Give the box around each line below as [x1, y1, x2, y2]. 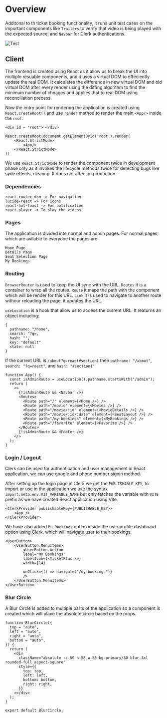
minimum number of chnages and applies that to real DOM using [5, 89, 138, 96]
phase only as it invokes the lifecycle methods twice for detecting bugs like [5, 165, 160, 171]
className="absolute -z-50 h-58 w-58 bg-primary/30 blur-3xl [18, 655, 149, 660]
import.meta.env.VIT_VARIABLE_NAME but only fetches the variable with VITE [5, 491, 159, 497]
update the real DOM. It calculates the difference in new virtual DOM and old [5, 79, 162, 85]
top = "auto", [9, 625, 39, 630]
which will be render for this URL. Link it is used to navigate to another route [5, 292, 162, 298]
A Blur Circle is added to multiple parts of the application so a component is [5, 605, 161, 611]
